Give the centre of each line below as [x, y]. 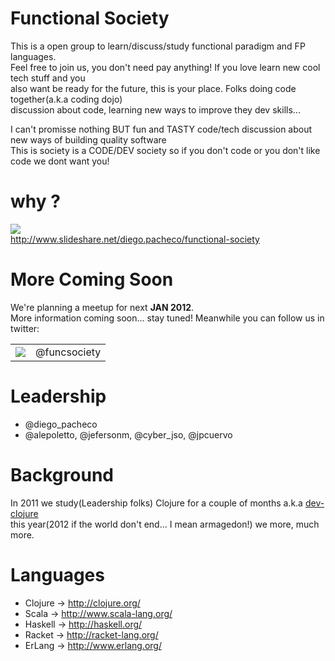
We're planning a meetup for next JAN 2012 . [102, 307]
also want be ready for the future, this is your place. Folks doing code [153, 88]
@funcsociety [68, 352]
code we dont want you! [60, 161]
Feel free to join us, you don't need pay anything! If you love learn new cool [165, 67]
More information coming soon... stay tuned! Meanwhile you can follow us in [167, 318]
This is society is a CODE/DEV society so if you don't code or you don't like [165, 150]
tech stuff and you [48, 78]
